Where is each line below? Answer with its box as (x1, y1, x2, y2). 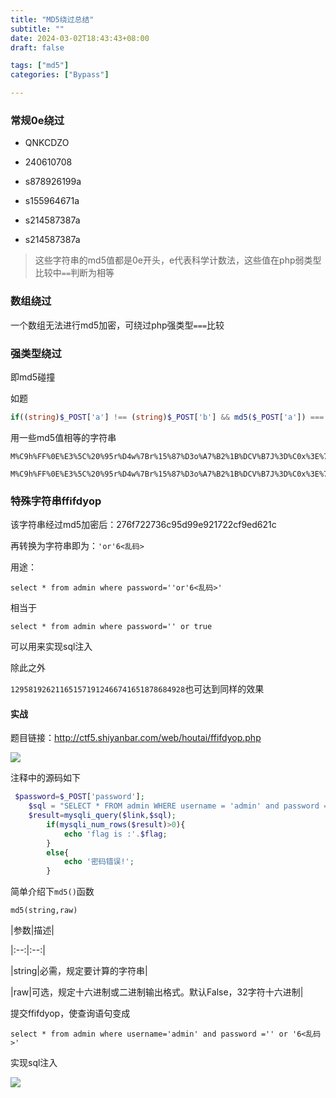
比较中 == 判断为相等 (34, 267, 115, 279)
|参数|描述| (10, 924, 55, 936)
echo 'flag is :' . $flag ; (63, 829, 168, 839)
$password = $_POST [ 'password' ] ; (14, 792, 145, 802)
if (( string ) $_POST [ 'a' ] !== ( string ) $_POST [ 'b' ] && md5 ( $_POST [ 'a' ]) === (10, 412, 325, 422)
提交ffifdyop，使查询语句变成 (10, 1007, 131, 1020)
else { (46, 847, 70, 858)
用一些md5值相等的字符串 (10, 431, 117, 443)
